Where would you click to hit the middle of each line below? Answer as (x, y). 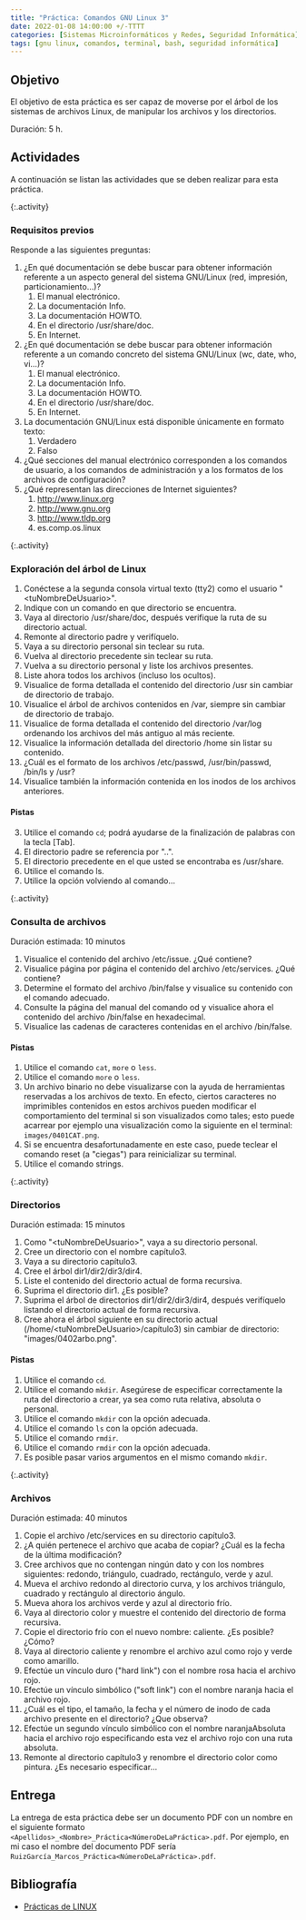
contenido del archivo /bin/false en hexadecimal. (114, 1017)
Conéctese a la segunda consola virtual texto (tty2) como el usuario (150, 589)
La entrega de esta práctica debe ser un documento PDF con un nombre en (152, 1817)
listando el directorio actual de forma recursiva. (112, 1310)
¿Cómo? (39, 1641)
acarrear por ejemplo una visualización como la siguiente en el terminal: (158, 1126)
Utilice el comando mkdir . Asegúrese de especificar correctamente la (153, 1389)
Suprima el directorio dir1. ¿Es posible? (96, 1291)
